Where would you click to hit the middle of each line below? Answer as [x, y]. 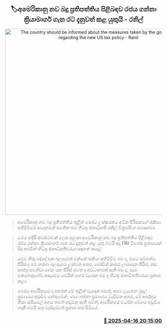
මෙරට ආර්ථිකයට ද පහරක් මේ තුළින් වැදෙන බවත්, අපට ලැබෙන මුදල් [82, 291]
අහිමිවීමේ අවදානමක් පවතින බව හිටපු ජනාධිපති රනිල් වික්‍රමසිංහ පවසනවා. [86, 227]
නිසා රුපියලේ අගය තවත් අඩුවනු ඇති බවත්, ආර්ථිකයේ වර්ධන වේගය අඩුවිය [89, 302]
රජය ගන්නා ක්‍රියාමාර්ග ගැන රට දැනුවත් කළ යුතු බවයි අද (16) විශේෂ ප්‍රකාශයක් [89, 243]
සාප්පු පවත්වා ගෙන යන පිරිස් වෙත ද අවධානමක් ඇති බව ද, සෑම [77, 269]
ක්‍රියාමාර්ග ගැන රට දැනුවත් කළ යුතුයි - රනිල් [83, 20]
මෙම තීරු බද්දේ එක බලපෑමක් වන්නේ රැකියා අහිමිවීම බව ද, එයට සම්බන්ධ [86, 259]
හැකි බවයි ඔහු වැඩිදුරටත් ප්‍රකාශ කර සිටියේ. [58, 307]
